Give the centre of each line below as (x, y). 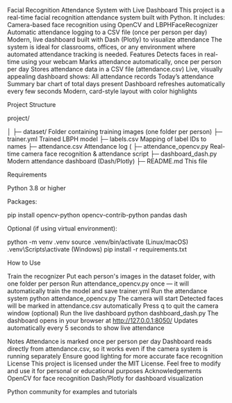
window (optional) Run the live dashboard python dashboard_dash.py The (113, 313)
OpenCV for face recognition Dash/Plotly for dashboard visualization (105, 378)
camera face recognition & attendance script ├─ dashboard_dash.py (119, 154)
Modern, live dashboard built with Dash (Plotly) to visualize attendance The (115, 40)
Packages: (22, 201)
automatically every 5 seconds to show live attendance (86, 328)
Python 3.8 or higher (36, 188)
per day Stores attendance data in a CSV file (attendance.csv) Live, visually (115, 69)
